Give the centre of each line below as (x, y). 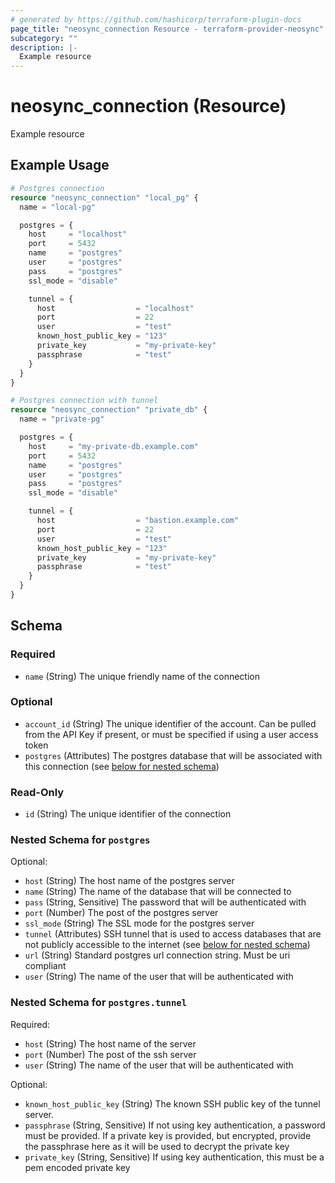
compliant (45, 966)
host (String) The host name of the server (110, 1043)
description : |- (44, 47)
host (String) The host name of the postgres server (129, 881)
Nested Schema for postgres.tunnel (99, 1003)
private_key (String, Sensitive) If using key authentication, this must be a (174, 1157)
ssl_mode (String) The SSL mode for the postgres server (139, 923)
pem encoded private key (77, 1167)
